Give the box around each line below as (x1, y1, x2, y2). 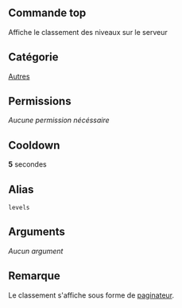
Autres (8, 71, 30, 81)
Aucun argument (8, 246, 64, 256)
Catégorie (8, 51, 59, 64)
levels (8, 204, 30, 212)
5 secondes (8, 160, 47, 169)
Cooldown (8, 138, 60, 152)
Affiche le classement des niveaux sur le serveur (8, 27, 168, 37)
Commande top (8, 6, 87, 20)
